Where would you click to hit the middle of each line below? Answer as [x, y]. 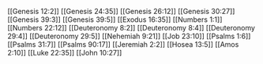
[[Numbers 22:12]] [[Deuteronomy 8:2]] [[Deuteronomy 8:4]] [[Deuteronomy [131, 28]
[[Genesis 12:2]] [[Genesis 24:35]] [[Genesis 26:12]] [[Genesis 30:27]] [121, 11]
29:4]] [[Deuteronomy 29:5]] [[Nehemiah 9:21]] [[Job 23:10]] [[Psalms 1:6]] [129, 36]
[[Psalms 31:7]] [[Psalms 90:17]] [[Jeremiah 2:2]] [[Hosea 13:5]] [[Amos [123, 44]
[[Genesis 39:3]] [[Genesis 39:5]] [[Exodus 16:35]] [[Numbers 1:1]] [115, 20]
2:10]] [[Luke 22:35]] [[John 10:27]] [65, 53]
